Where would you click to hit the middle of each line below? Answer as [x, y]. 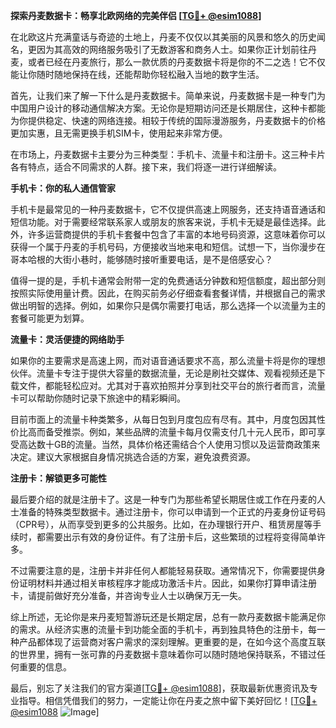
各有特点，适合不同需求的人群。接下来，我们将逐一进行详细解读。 [146, 167]
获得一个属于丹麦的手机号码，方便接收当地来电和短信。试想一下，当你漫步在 [168, 247]
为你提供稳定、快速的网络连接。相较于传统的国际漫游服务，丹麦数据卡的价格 [168, 120]
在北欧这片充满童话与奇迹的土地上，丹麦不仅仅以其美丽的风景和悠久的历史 [163, 37]
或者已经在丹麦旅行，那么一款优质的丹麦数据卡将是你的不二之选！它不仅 [176, 62]
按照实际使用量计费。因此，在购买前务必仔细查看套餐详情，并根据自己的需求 [168, 293]
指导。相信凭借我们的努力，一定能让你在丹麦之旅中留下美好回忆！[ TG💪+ [168, 700]
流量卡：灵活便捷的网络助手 [67, 339]
